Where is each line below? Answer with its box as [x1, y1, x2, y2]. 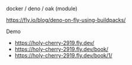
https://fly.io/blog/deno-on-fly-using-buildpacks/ [6, 17, 126, 23]
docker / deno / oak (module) [6, 5, 78, 12]
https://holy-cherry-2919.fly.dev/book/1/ [14, 52, 112, 58]
